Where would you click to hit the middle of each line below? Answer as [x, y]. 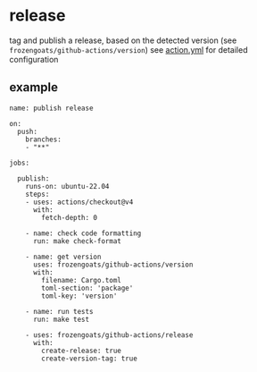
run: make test [61, 319]
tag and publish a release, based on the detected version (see [123, 40]
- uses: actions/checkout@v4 [79, 202]
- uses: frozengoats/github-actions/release [109, 335]
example [34, 87]
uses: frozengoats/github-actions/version [113, 265]
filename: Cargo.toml [82, 280]
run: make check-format [77, 241]
